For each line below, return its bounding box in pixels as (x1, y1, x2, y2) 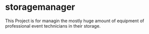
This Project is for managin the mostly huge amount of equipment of (5, 18, 145, 24)
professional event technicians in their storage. (5, 23, 101, 29)
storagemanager (5, 1, 75, 13)
